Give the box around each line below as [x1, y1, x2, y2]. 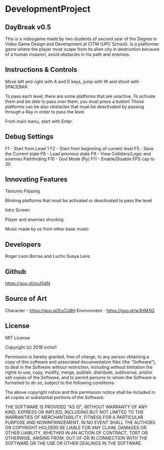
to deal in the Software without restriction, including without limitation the [5, 364, 153, 370]
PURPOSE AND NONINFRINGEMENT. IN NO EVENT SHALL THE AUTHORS [5, 419, 156, 425]
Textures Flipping [5, 188, 40, 194]
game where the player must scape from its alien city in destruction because [5, 46, 160, 52]
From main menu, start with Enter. [5, 118, 73, 124]
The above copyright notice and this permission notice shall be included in [5, 389, 155, 395]
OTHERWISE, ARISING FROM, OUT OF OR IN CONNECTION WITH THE [5, 435, 148, 441]
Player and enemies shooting [5, 217, 64, 223]
